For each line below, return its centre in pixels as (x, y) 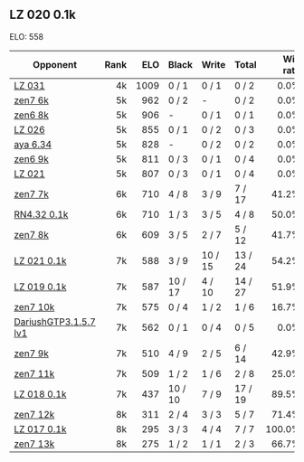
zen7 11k (34, 373)
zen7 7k (32, 193)
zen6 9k (32, 159)
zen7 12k (34, 414)
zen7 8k (32, 234)
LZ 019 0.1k (40, 287)
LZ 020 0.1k (43, 15)
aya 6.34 (33, 144)
